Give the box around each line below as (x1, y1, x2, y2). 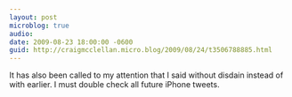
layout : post (9, 12, 58, 22)
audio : (9, 29, 34, 38)
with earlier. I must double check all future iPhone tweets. (9, 79, 220, 90)
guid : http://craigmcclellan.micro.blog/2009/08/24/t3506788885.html (9, 46, 273, 55)
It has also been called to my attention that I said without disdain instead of (9, 70, 284, 80)
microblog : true (9, 21, 69, 30)
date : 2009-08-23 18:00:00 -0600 (9, 37, 134, 47)
